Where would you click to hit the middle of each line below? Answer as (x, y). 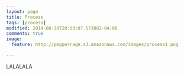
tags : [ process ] (26, 22)
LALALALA (19, 66)
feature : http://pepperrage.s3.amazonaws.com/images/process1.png (95, 45)
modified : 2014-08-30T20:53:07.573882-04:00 (62, 28)
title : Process (25, 17)
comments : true (25, 34)
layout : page (22, 12)
